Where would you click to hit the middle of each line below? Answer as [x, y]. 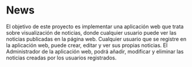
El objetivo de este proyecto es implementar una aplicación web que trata [95, 26]
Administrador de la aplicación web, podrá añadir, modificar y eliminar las [95, 51]
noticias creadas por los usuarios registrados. [61, 58]
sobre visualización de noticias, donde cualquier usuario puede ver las [91, 32]
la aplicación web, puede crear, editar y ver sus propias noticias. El [87, 45]
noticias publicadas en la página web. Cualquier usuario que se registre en [96, 39]
